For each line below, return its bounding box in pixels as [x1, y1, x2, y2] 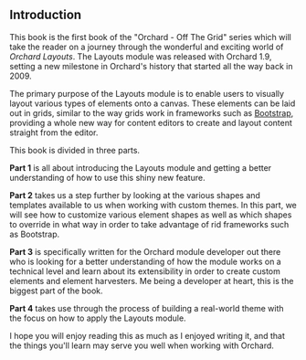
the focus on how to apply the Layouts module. [9, 312, 186, 323]
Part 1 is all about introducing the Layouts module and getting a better [9, 162, 272, 173]
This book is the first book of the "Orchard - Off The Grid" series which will [9, 31, 292, 42]
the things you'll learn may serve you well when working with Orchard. [9, 340, 274, 351]
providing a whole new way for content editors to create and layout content [9, 117, 292, 128]
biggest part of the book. [9, 285, 103, 296]
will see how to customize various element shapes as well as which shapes [9, 209, 292, 220]
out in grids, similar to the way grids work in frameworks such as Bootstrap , [9, 107, 294, 118]
